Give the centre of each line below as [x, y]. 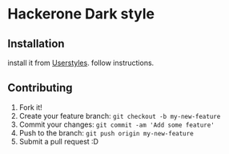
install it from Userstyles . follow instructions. [81, 63]
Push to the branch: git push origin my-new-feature [106, 132]
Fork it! [31, 107]
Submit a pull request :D [59, 141]
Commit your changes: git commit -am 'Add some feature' [117, 124]
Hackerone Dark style [81, 14]
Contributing [40, 88]
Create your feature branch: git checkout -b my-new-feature [120, 115]
